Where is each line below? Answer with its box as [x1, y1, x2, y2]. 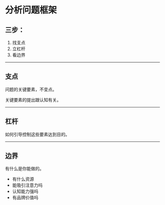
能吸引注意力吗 [12, 182, 43, 188]
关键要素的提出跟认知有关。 [5, 97, 61, 102]
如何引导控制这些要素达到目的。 [5, 131, 70, 137]
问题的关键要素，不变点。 [5, 86, 57, 92]
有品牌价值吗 [12, 195, 38, 201]
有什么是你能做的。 [5, 166, 44, 171]
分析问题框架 [5, 4, 57, 16]
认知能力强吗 [12, 188, 38, 195]
